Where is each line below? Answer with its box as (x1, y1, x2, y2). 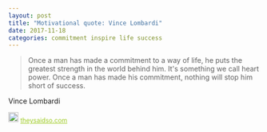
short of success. (27, 81, 86, 91)
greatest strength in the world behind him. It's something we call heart (27, 64, 260, 74)
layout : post (8, 11, 52, 20)
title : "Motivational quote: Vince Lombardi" (8, 19, 162, 27)
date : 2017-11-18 (8, 26, 66, 34)
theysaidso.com (20, 116, 68, 125)
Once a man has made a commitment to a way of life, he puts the (27, 56, 242, 65)
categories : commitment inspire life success (8, 33, 162, 42)
